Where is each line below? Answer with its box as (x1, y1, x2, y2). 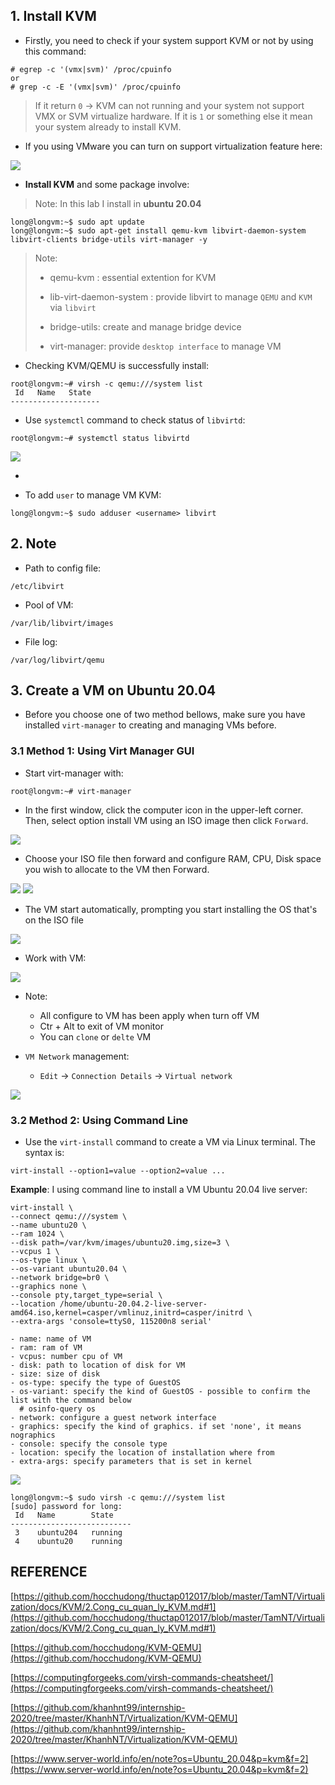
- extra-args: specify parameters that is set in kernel (10, 1457, 253, 1467)
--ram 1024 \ (10, 1229, 65, 1239)
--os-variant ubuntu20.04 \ (10, 1264, 128, 1274)
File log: (24, 635, 58, 648)
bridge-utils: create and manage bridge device (49, 320, 242, 333)
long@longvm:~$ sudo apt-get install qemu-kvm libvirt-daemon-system (10, 225, 307, 236)
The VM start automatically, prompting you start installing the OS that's (24, 903, 318, 915)
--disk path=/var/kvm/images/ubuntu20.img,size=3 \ (10, 1238, 230, 1248)
